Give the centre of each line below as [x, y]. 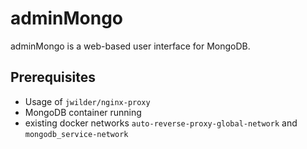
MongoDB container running [83, 112]
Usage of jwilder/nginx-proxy [87, 101]
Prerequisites [53, 77]
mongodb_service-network [76, 134]
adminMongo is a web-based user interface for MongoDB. [130, 46]
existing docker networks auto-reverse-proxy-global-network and [161, 123]
